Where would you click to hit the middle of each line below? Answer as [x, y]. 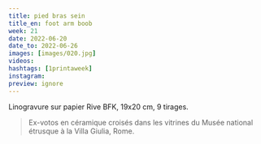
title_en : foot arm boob [50, 23]
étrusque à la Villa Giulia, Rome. [81, 131]
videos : [22, 61]
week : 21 [23, 31]
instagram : [27, 76]
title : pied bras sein [47, 16]
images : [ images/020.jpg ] [52, 53]
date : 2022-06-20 [38, 38]
